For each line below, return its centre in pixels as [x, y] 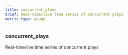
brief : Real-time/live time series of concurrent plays [64, 14]
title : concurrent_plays [31, 10]
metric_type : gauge [25, 19]
